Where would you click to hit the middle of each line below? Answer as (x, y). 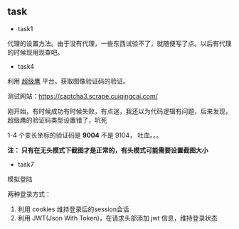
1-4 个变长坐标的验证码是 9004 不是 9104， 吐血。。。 (85, 135)
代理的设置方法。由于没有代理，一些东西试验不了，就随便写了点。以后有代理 (119, 43)
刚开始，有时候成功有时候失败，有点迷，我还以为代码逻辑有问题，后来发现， (119, 111)
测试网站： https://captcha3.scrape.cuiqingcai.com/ (83, 96)
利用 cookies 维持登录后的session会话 (73, 209)
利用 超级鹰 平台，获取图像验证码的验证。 (68, 81)
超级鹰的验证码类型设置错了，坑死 (57, 120)
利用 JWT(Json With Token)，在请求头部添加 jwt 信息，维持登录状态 (118, 218)
